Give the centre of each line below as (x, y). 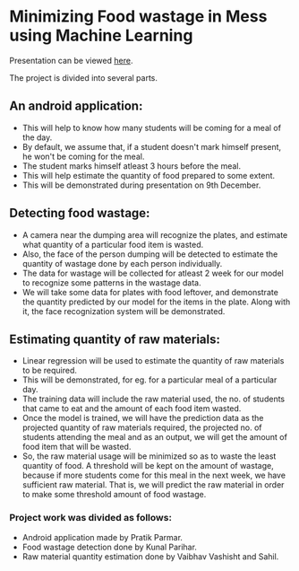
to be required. (50, 371)
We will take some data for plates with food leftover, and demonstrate (150, 292)
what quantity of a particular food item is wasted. (113, 244)
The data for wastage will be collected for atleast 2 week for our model (153, 273)
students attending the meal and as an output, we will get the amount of (155, 437)
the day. (37, 137)
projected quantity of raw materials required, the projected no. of (142, 427)
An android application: (76, 106)
